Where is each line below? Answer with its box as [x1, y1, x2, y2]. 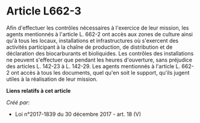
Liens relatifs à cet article [6, 87, 71, 94]
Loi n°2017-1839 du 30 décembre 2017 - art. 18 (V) [14, 110, 142, 118]
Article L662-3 [6, 4, 81, 18]
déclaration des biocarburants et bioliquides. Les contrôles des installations [6, 49, 194, 57]
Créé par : [6, 98, 30, 106]
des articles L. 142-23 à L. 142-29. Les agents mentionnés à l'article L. [6, 62, 181, 70]
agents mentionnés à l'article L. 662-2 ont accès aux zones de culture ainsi [6, 30, 193, 37]
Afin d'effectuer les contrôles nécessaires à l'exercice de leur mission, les [6, 24, 189, 31]
